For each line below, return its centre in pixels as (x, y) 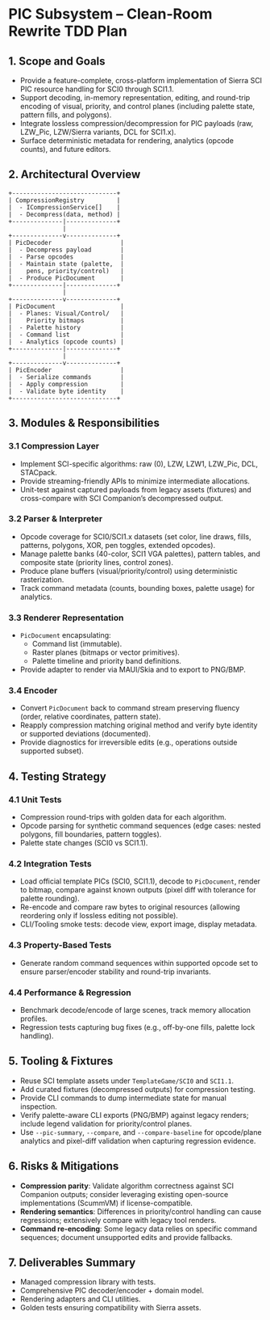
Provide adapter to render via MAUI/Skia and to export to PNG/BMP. (133, 670)
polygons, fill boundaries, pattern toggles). (91, 834)
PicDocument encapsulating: (65, 635)
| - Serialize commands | (66, 377)
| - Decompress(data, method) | (64, 214)
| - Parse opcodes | (66, 257)
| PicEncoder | (66, 370)
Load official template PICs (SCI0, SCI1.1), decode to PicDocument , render (140, 881)
